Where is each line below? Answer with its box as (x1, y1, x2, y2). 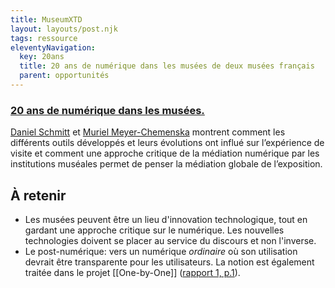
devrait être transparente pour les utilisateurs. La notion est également (24, 256, 315, 268)
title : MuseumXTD (10, 14, 83, 25)
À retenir (10, 187, 67, 204)
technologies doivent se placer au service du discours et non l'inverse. (24, 234, 317, 246)
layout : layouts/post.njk (10, 24, 118, 34)
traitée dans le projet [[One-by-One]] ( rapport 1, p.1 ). (24, 266, 241, 278)
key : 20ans (19, 52, 65, 62)
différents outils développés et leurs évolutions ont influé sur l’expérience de (10, 137, 325, 149)
